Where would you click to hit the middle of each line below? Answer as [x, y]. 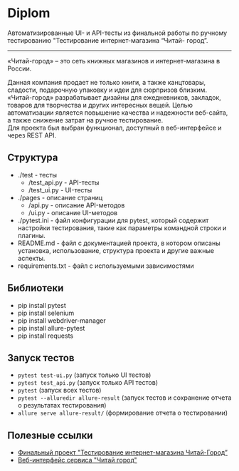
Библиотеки [36, 288]
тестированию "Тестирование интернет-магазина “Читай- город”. [108, 40]
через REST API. [32, 135]
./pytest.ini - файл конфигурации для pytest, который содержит [113, 220]
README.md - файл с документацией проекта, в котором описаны [119, 243]
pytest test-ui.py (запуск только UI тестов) [84, 375]
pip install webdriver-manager [62, 320]
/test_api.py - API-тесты [64, 182]
